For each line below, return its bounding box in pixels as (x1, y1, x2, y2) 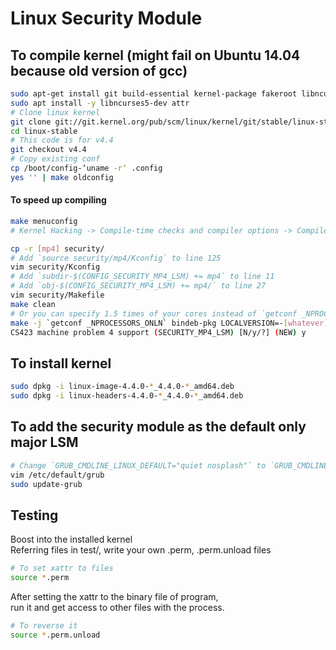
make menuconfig (10, 216, 78, 226)
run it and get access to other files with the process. (10, 602, 225, 614)
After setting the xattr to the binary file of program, (10, 591, 219, 603)
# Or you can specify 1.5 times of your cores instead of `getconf (10, 308, 298, 319)
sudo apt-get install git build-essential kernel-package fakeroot (10, 89, 298, 99)
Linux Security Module (10, 7, 203, 30)
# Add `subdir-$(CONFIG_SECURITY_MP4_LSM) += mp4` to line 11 (10, 272, 275, 282)
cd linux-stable (10, 126, 78, 136)
